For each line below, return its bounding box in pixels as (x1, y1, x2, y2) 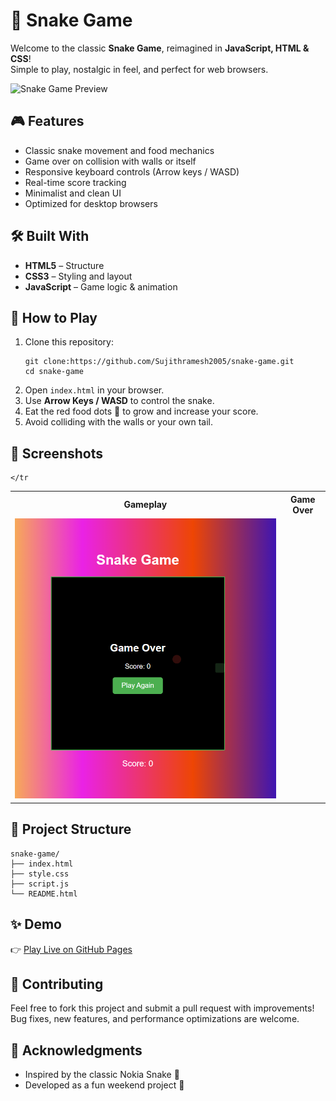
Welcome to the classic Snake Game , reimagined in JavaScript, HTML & (10, 42, 310, 54)
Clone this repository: (24, 336, 114, 348)
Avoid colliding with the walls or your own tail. (24, 416, 213, 428)
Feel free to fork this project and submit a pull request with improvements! (10, 1002, 315, 1014)
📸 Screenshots (10, 445, 104, 462)
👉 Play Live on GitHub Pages (10, 943, 133, 955)
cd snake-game (24, 367, 84, 377)
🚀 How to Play (10, 309, 98, 326)
